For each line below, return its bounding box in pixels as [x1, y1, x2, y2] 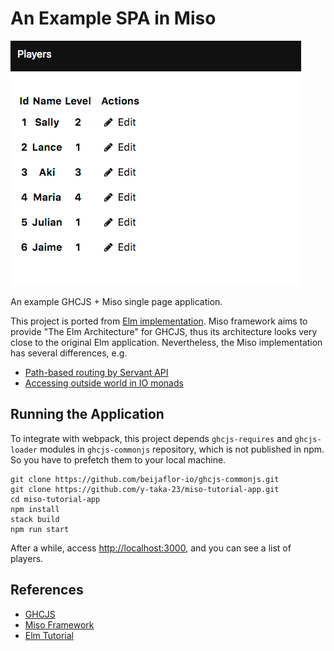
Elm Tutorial [24, 629, 74, 641]
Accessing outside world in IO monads [24, 377, 184, 389]
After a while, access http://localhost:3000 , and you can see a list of [10, 542, 292, 554]
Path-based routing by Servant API [24, 366, 169, 378]
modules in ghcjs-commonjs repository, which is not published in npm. [39, 443, 325, 455]
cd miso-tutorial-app [10, 494, 101, 504]
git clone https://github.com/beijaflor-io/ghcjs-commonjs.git [10, 474, 280, 484]
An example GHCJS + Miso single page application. [10, 295, 223, 307]
